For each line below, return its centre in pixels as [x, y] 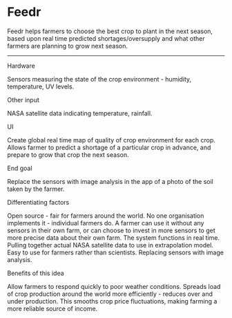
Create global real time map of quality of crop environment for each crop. [112, 140]
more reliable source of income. [52, 308]
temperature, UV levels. [41, 86]
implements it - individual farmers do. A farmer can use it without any [106, 223]
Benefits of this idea [36, 273]
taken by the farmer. [36, 189]
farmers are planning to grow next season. [68, 46]
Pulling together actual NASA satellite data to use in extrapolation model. [110, 245]
